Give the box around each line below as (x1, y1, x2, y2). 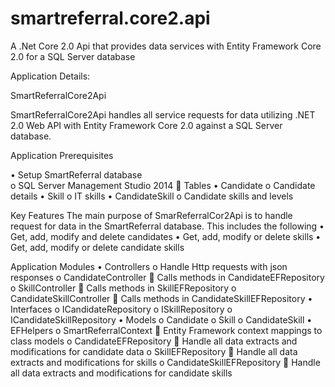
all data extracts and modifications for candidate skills (10, 367, 233, 379)
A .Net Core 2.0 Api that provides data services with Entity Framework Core (10, 40, 322, 52)
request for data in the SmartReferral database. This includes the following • (10, 220, 325, 232)
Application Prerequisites (10, 149, 114, 161)
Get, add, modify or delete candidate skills (10, 241, 185, 253)
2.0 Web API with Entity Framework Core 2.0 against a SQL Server (10, 119, 283, 131)
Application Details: (10, 70, 91, 82)
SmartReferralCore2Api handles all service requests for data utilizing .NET (10, 108, 316, 121)
